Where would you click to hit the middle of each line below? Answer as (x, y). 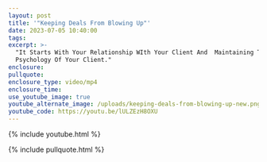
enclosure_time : (35, 89)
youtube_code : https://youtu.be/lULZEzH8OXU (83, 112)
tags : (17, 38)
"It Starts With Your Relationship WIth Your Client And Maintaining (135, 52)
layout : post (30, 15)
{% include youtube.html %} (54, 134)
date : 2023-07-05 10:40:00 (53, 30)
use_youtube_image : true (49, 97)
